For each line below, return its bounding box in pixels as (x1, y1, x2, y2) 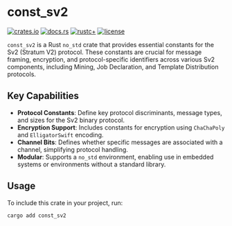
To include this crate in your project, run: (7, 198, 123, 207)
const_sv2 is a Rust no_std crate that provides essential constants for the (7, 40, 215, 49)
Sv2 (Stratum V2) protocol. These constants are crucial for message (7, 48, 202, 56)
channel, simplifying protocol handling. (17, 145, 128, 153)
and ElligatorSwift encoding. (17, 130, 104, 139)
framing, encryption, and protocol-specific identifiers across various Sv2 (7, 55, 215, 63)
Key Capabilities (7, 90, 80, 102)
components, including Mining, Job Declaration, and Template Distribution (7, 62, 220, 71)
